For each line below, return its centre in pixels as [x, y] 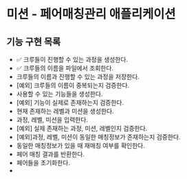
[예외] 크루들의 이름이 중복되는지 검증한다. [73, 85]
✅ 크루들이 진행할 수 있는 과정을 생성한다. [72, 60]
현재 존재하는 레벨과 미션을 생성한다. [65, 111]
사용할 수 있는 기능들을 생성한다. [59, 94]
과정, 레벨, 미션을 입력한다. [52, 120]
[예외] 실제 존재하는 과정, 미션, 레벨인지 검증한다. [82, 128]
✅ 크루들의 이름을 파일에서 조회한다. [65, 68]
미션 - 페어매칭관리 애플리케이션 [91, 14]
